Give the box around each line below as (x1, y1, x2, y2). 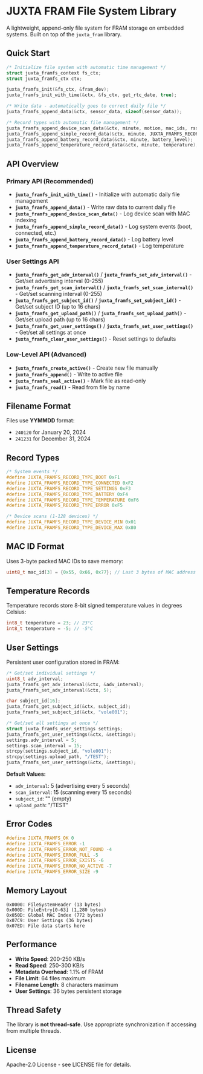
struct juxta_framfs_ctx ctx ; (6, 76, 83, 82)
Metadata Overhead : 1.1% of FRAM (14, 968, 104, 975)
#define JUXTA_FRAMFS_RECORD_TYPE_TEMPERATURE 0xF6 (6, 497, 139, 503)
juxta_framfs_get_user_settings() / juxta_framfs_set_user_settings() (14, 323, 193, 330)
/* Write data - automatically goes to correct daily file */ (6, 103, 166, 110)
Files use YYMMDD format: (6, 417, 75, 424)
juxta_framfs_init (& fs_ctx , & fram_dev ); (6, 87, 110, 93)
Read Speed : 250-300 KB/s (14, 961, 85, 969)
